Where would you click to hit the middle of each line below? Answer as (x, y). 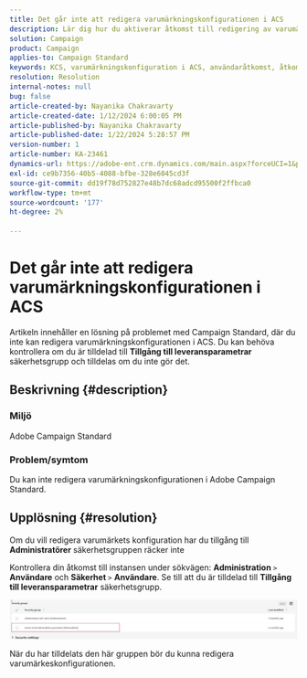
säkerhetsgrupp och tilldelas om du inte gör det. (100, 361)
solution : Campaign (47, 38)
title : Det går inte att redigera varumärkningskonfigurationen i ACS (147, 19)
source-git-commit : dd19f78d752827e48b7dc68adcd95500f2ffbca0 (130, 183)
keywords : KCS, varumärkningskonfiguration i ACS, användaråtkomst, (143, 68)
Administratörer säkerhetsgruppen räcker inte (97, 549)
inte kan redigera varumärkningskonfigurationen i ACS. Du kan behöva (142, 342)
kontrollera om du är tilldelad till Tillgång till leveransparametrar (131, 351)
